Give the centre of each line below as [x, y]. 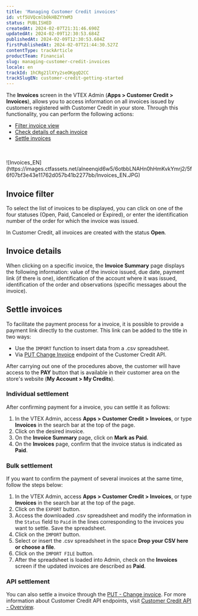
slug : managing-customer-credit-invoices [58, 61]
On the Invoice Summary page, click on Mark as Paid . [81, 437]
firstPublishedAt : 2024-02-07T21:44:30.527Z [62, 45]
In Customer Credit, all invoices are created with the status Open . [86, 232]
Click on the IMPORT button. [48, 534]
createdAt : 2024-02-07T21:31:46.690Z [53, 28]
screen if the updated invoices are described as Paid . [80, 566]
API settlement [28, 581]
